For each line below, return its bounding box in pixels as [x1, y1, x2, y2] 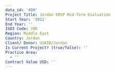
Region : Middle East [5, 31, 50, 36]
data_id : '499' [5, 7, 38, 13]
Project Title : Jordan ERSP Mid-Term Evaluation [5, 12, 111, 17]
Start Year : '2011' [5, 17, 47, 22]
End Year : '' [5, 21, 33, 27]
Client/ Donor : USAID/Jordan [5, 41, 67, 46]
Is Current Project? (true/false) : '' [5, 45, 88, 50]
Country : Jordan [5, 36, 40, 41]
